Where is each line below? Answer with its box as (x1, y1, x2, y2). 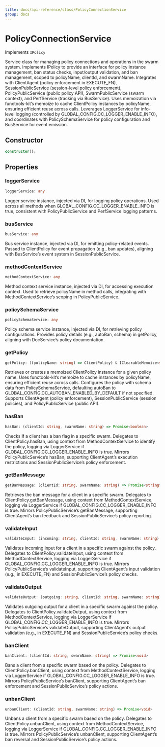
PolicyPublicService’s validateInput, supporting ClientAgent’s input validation (5, 566, 160, 572)
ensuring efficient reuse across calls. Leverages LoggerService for (5, 106, 140, 112)
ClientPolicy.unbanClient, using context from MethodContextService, (5, 721, 144, 727)
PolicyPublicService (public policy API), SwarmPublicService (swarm (5, 90, 144, 96)
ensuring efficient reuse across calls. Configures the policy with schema (5, 380, 151, 386)
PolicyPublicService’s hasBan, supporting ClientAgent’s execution (5, 454, 138, 460)
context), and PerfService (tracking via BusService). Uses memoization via (5, 96, 156, 102)
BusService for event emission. (5, 122, 68, 128)
